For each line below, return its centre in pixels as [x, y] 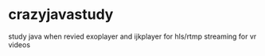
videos [19, 44]
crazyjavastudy [61, 15]
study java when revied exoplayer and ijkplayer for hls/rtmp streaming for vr [132, 36]
